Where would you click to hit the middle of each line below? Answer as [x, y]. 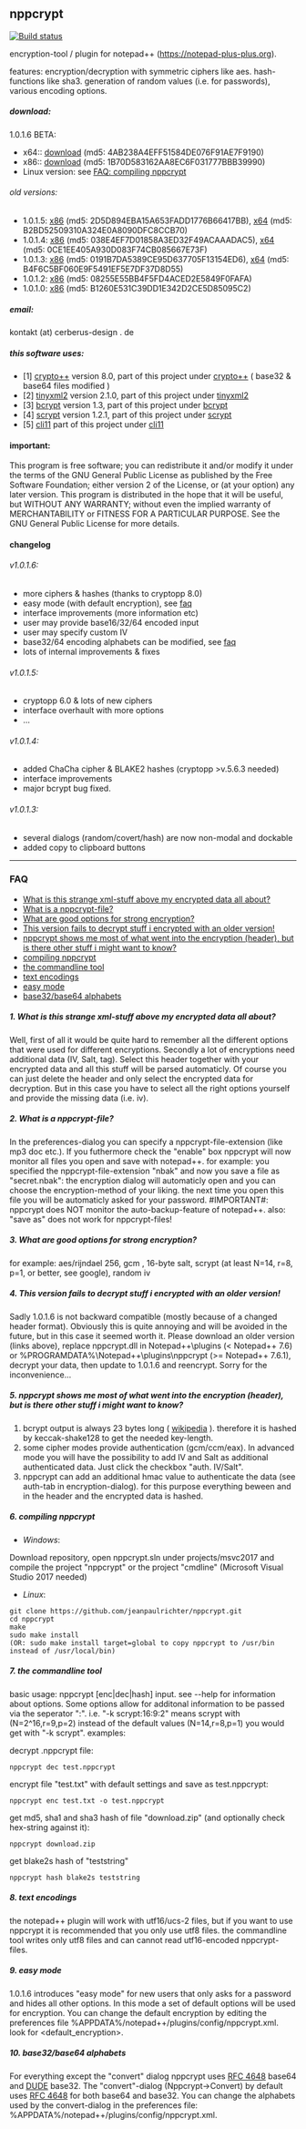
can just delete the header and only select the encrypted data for [131, 1079]
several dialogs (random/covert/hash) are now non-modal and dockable [158, 837]
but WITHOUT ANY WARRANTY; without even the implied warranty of [140, 505]
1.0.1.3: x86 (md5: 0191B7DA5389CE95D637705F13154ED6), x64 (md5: [156, 259]
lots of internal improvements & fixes [92, 651]
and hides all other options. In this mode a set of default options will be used [153, 2003]
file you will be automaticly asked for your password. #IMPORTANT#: [139, 1200]
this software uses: [47, 353]
